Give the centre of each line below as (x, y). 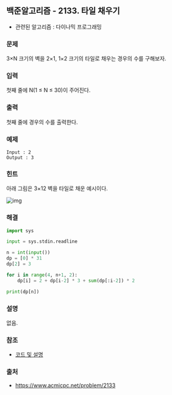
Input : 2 (19, 152)
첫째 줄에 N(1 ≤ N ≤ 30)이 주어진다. (48, 90)
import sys (20, 230)
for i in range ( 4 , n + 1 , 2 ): (42, 275)
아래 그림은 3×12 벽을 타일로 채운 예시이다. (57, 188)
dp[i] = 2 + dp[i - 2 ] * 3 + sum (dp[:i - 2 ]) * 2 (76, 280)
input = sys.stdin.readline (42, 242)
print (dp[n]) (23, 291)
